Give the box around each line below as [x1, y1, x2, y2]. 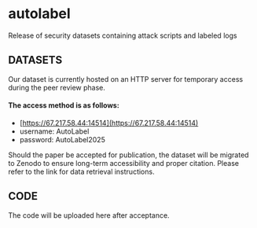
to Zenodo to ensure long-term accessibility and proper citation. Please [8, 158, 240, 167]
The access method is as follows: [8, 101, 119, 110]
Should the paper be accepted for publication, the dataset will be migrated [8, 150, 249, 160]
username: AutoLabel [19, 127, 90, 136]
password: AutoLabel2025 [19, 134, 106, 144]
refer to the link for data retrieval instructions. [8, 167, 155, 176]
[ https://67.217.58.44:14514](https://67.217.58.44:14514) [19, 118, 199, 127]
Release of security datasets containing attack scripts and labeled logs [8, 31, 237, 40]
